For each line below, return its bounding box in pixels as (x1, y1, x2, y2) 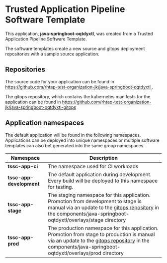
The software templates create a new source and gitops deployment (5, 45, 145, 51)
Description (89, 154, 118, 161)
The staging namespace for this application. (48, 191, 151, 198)
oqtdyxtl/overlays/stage (48, 216, 104, 223)
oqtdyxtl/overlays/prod (48, 250, 102, 257)
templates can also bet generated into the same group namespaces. (5, 142, 145, 148)
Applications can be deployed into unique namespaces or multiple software (5, 137, 160, 143)
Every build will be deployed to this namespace (48, 177, 158, 184)
